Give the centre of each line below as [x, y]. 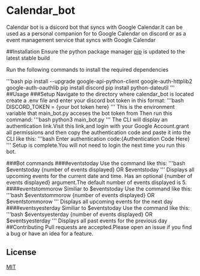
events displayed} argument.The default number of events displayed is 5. [97, 182]
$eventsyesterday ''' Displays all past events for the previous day [87, 221]
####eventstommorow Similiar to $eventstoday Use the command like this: [99, 189]
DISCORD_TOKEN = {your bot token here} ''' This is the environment [91, 106]
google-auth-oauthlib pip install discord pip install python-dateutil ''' [91, 87]
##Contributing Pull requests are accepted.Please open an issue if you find [99, 227]
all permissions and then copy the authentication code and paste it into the [98, 132]
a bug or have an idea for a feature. [50, 233]
